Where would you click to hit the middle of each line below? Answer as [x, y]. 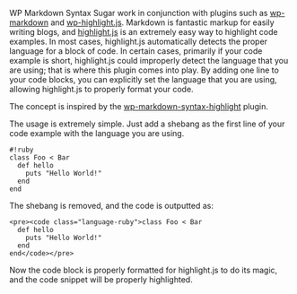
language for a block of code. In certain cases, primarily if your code [136, 51]
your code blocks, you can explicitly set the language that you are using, [143, 79]
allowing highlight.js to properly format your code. [102, 89]
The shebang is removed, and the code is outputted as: [111, 206]
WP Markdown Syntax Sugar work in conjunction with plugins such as [139, 13]
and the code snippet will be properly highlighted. [101, 280]
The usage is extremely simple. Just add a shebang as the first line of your [147, 124]
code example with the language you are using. [97, 133]
